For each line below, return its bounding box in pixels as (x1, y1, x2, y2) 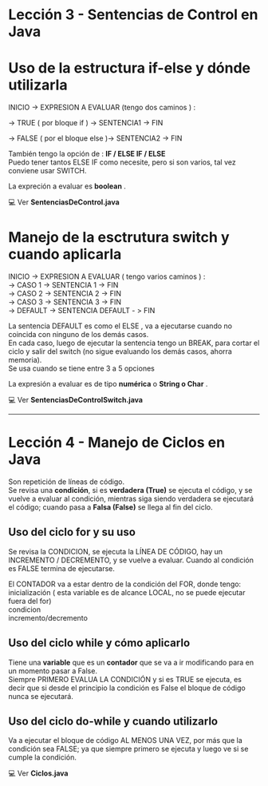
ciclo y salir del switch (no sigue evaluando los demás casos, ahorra (8, 347, 233, 356)
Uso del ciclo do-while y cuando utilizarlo (8, 715, 218, 728)
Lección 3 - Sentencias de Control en (8, 6, 258, 24)
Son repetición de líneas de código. (8, 477, 125, 486)
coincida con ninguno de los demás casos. (8, 330, 149, 339)
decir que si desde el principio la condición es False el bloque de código (8, 683, 246, 693)
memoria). (8, 355, 42, 365)
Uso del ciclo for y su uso (8, 526, 136, 539)
